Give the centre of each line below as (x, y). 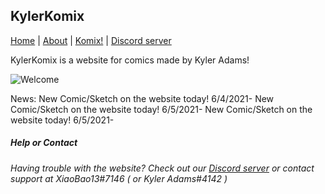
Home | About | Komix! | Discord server (91, 40)
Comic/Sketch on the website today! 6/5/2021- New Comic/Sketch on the (161, 109)
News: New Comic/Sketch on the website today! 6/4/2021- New (142, 98)
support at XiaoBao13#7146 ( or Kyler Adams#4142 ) (119, 178)
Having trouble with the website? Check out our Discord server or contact (162, 168)
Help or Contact (44, 143)
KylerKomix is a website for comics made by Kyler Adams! (130, 60)
